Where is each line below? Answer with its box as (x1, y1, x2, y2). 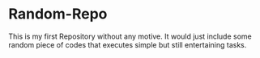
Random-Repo (8, 5, 108, 23)
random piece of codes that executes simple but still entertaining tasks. (8, 39, 247, 49)
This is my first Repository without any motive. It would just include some (8, 31, 253, 41)
